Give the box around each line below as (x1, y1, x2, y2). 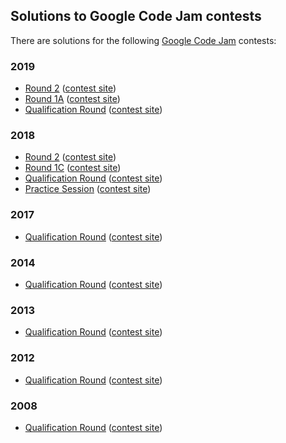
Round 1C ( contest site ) (24, 162, 122, 174)
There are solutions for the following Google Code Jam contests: (10, 34, 277, 46)
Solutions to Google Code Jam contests (10, 8, 262, 25)
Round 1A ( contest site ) (24, 93, 121, 105)
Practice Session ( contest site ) (24, 183, 152, 195)
